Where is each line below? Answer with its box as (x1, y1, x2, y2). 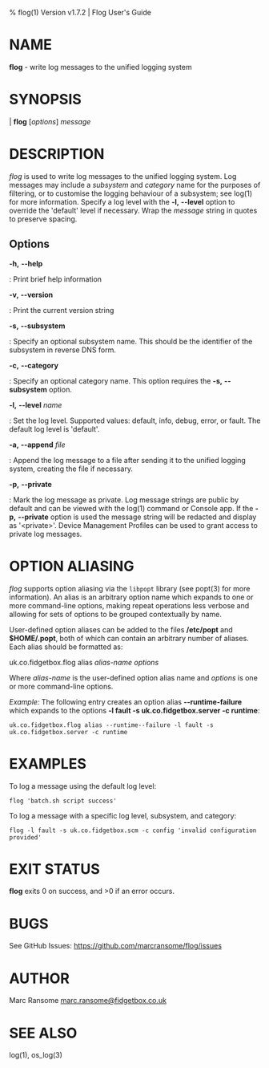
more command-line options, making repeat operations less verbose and (9, 600, 250, 610)
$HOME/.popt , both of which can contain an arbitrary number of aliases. (9, 633, 249, 643)
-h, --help (9, 258, 43, 268)
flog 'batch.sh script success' (9, 797, 117, 805)
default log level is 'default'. (9, 424, 100, 433)
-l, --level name (9, 400, 62, 409)
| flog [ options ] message (9, 116, 91, 126)
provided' (9, 833, 42, 842)
